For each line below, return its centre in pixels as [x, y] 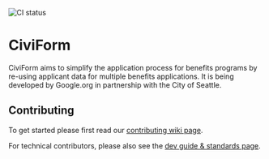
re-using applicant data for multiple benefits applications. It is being [121, 76]
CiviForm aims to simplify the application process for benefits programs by [133, 67]
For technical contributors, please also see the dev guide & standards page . [134, 145]
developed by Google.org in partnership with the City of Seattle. [115, 84]
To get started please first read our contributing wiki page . [106, 130]
